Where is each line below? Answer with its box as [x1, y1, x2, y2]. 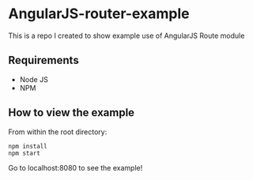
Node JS [19, 74, 49, 84]
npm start [8, 149, 41, 157]
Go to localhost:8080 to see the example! [8, 163, 143, 172]
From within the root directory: [8, 127, 108, 137]
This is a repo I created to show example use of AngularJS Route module [8, 31, 245, 40]
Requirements [8, 54, 79, 67]
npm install [8, 142, 47, 150]
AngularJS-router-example [8, 5, 190, 23]
